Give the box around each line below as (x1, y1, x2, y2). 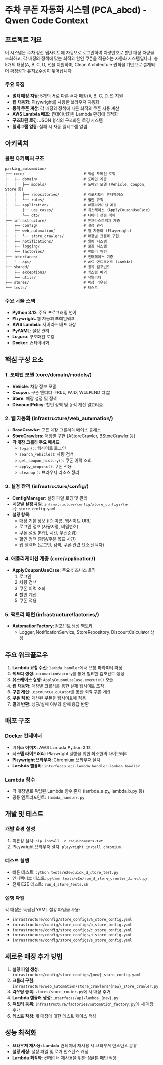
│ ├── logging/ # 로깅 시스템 (5, 244, 107, 249)
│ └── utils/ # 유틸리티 (5, 275, 101, 280)
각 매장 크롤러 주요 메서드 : (12, 439, 61, 445)
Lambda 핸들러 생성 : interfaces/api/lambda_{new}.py (12, 995, 119, 1001)
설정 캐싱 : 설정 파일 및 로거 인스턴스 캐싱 (12, 1048, 89, 1054)
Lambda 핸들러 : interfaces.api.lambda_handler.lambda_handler (12, 763, 140, 768)
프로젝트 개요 (5, 36, 42, 44)
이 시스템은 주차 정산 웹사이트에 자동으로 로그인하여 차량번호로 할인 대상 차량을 (5, 50, 155, 55)
